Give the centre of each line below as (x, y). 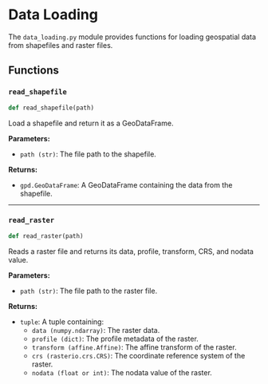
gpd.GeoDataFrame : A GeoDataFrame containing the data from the (126, 184)
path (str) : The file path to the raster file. (89, 291)
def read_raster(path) (46, 236)
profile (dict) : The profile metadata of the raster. (115, 338)
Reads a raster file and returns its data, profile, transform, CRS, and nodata (131, 251)
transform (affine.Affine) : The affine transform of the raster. (134, 347)
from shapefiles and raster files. (61, 45)
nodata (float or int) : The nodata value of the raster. (122, 372)
